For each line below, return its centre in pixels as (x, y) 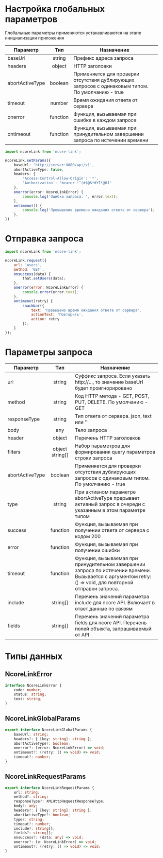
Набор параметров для (102, 446)
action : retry (45, 319)
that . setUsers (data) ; (44, 279)
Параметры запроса (49, 352)
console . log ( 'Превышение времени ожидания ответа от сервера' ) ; (89, 210)
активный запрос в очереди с (110, 504)
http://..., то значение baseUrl (109, 382)
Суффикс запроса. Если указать (113, 376)
